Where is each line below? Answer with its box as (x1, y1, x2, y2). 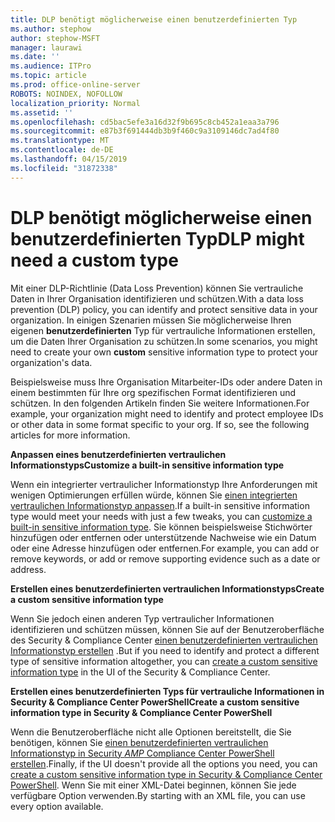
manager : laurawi (10, 42, 83, 53)
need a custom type (10, 249, 179, 271)
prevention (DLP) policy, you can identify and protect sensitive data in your (10, 303, 318, 315)
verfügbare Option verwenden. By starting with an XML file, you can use (10, 789, 306, 801)
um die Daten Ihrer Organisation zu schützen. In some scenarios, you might (10, 335, 318, 347)
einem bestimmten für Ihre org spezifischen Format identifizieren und (10, 386, 297, 398)
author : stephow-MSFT (10, 33, 101, 43)
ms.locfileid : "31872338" (10, 163, 118, 173)
